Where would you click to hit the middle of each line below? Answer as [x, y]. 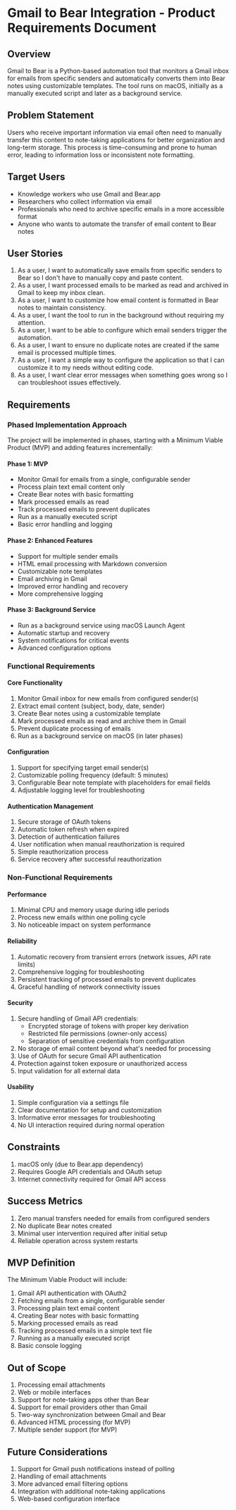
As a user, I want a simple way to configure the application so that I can [121, 360]
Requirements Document [82, 28]
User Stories [35, 254]
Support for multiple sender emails [68, 556]
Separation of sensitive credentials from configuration [106, 1041]
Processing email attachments [61, 1385]
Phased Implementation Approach [67, 425]
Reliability [22, 941]
